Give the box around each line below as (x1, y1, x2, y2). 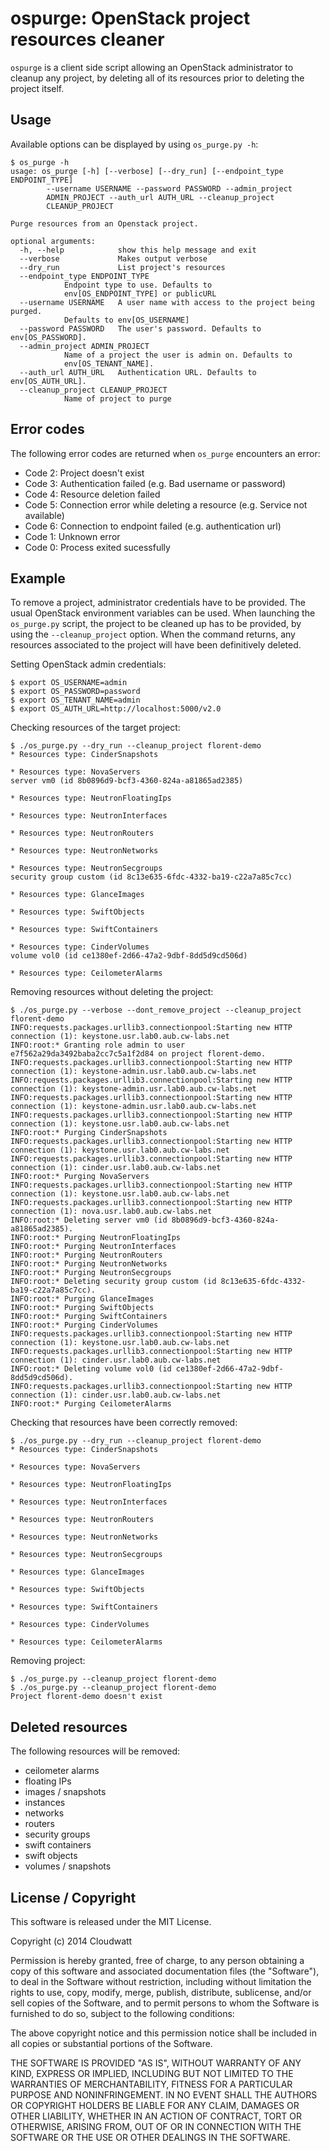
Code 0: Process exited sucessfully (24, 541, 171, 553)
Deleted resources (10, 1718, 128, 1736)
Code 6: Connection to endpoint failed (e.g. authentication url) (24, 520, 282, 532)
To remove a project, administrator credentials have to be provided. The (10, 597, 306, 609)
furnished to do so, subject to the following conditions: (10, 2008, 235, 2019)
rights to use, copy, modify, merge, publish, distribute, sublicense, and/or (10, 1987, 312, 1998)
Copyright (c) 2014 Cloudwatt (10, 1935, 133, 1947)
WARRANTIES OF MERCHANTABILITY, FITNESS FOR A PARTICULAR (10, 2078, 293, 2090)
